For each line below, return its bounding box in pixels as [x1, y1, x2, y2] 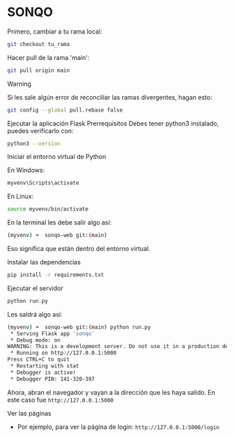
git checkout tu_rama [7, 40, 70, 47]
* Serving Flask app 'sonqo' [10, 330, 95, 337]
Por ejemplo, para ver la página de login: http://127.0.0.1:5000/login [17, 423, 219, 431]
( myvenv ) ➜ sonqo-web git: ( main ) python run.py [7, 324, 151, 331]
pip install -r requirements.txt [7, 271, 104, 279]
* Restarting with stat [10, 363, 79, 370]
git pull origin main [7, 67, 70, 74]
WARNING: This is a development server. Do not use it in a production [7, 343, 219, 350]
